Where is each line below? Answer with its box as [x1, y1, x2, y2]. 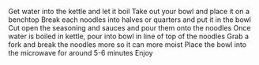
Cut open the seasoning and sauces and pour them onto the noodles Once [8, 23, 251, 32]
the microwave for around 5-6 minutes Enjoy [8, 49, 153, 57]
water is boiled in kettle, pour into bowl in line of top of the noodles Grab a [8, 31, 250, 41]
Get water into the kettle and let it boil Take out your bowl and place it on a [8, 7, 250, 16]
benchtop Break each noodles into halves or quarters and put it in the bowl [8, 15, 251, 24]
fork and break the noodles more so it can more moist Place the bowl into [8, 40, 247, 49]
